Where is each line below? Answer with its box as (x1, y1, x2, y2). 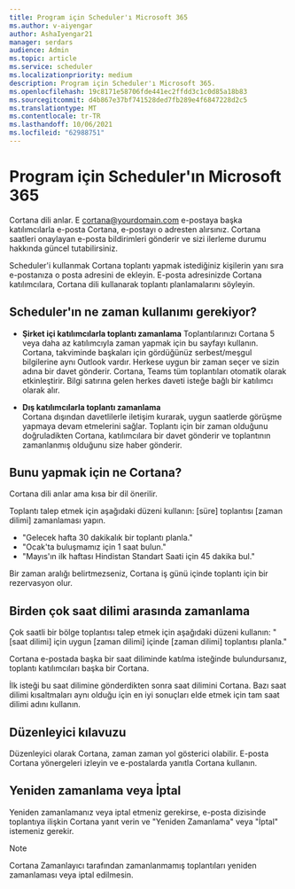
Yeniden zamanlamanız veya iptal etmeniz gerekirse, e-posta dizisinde (9, 807, 267, 817)
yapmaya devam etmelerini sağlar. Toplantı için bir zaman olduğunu (21, 420, 268, 431)
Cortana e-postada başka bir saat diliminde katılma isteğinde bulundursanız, (9, 653, 287, 665)
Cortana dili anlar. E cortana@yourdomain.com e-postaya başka (9, 214, 243, 225)
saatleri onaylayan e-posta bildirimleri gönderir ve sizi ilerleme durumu (9, 233, 268, 244)
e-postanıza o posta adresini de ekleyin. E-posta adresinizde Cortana (9, 269, 262, 280)
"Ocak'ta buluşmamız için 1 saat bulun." (21, 542, 167, 552)
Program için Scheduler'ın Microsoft (9, 167, 282, 187)
